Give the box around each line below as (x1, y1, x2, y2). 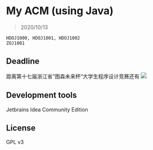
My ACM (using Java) (6, 4, 114, 18)
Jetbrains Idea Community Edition (6, 106, 88, 113)
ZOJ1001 (6, 40, 25, 46)
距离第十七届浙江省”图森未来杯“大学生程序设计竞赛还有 (6, 73, 140, 80)
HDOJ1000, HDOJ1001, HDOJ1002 (6, 35, 81, 41)
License (6, 123, 36, 133)
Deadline (6, 56, 40, 66)
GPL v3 (6, 139, 24, 146)
